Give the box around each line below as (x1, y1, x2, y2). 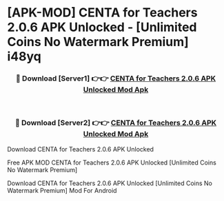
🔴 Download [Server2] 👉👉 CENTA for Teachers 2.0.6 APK (14, 118, 217, 128)
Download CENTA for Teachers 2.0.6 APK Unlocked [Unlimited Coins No (7, 179, 212, 187)
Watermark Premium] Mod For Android (7, 186, 117, 194)
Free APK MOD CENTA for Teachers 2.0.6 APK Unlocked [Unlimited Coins (7, 158, 217, 167)
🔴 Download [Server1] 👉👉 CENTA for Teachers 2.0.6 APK (16, 74, 216, 83)
